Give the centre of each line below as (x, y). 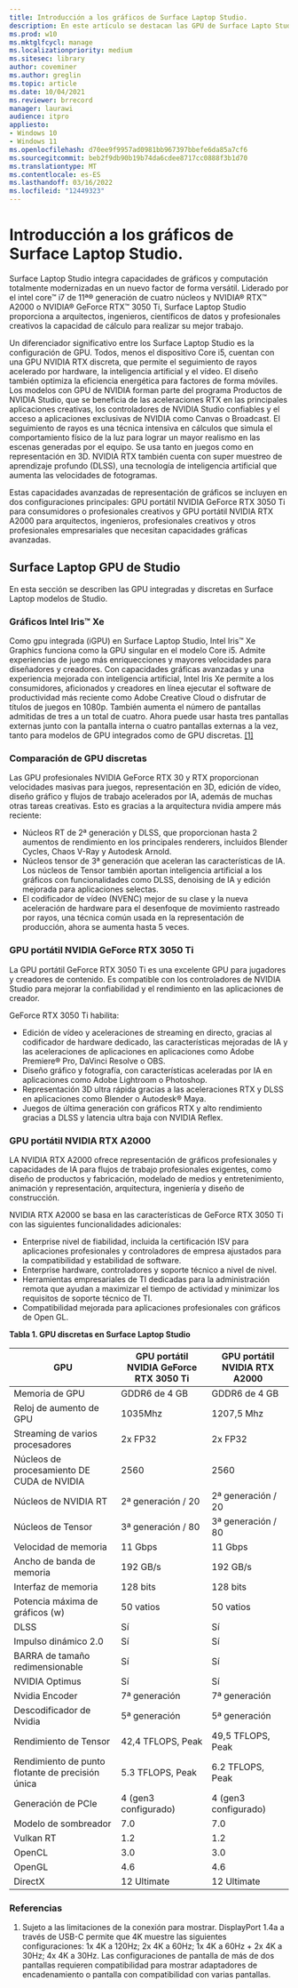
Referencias (36, 1908)
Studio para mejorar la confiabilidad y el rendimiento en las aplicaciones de (146, 989)
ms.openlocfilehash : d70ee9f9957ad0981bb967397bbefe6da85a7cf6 (129, 149)
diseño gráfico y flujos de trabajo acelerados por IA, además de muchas (141, 797)
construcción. (35, 1198)
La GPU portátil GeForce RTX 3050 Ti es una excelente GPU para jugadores (148, 969)
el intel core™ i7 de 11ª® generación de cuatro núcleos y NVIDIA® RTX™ (138, 297)
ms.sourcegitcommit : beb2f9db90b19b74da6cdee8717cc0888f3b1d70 (129, 158)
